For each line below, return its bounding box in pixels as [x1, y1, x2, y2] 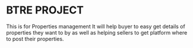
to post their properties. [6, 35, 64, 42]
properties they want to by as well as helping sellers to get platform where [6, 29, 188, 36]
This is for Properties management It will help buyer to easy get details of [6, 23, 185, 30]
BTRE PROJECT [6, 4, 84, 17]
